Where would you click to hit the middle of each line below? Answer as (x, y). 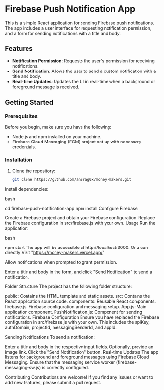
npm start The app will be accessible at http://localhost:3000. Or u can (77, 247)
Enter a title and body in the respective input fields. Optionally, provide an (79, 347)
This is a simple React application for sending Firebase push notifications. (80, 23)
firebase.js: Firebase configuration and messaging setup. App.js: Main (76, 306)
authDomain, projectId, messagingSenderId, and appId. (61, 327)
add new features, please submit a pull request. (53, 382)
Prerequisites (21, 116)
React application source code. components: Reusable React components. (81, 301)
